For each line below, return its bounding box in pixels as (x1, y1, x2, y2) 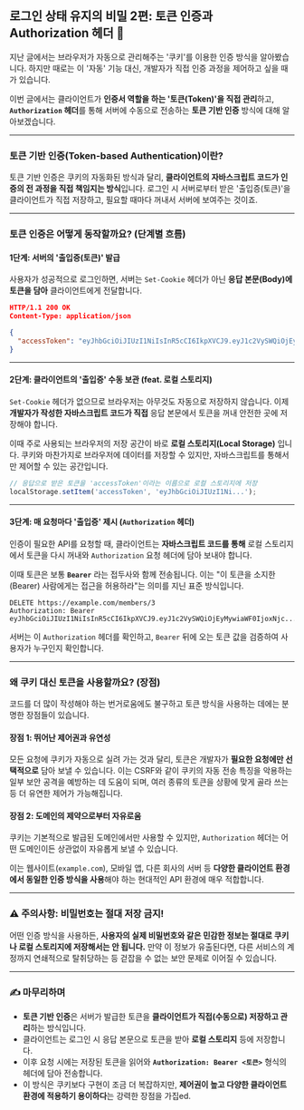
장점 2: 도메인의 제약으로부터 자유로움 (9, 810, 142, 821)
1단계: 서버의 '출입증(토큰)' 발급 (9, 252, 120, 263)
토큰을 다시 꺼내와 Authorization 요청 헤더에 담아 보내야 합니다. (25, 550, 252, 560)
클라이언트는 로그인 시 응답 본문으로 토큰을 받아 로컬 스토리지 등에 (22, 1034, 255, 1045)
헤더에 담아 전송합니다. (22, 1068, 103, 1079)
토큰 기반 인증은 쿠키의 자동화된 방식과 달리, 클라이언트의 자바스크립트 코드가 (9, 171, 280, 183)
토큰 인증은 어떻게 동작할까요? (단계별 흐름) (9, 228, 186, 240)
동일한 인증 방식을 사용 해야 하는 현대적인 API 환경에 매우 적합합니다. (25, 874, 264, 885)
